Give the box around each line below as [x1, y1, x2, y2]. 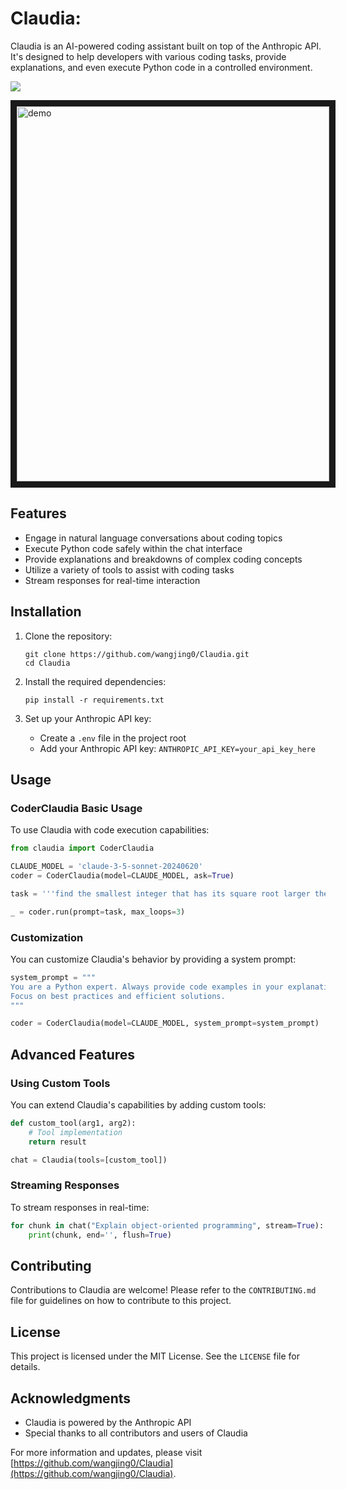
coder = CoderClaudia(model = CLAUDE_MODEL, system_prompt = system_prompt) [10, 1018, 320, 1029]
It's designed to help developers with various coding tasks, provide [10, 50, 287, 62]
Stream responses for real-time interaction [24, 574, 201, 586]
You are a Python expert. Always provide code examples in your [10, 982, 284, 992]
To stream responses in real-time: [10, 1201, 150, 1213]
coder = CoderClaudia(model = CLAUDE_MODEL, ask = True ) [10, 871, 235, 881]
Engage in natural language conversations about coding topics [24, 532, 283, 544]
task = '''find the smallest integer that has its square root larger [10, 888, 311, 899]
